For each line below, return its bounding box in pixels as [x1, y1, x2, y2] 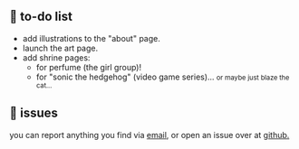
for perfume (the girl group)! [35, 61, 142, 72]
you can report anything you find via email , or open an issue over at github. [9, 129, 290, 140]
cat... [35, 80, 53, 90]
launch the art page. [22, 42, 98, 53]
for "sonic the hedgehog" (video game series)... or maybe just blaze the [35, 71, 290, 82]
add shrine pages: [22, 51, 91, 63]
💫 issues [9, 106, 59, 121]
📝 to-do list [9, 9, 72, 24]
